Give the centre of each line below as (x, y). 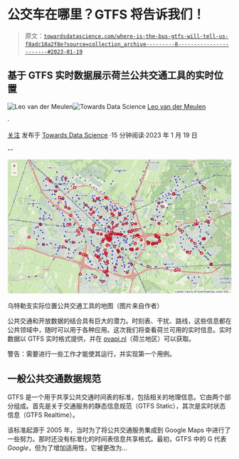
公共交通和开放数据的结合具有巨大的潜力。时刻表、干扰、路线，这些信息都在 (119, 321)
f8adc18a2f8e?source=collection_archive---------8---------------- (127, 44)
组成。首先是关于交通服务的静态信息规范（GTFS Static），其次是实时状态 (119, 406)
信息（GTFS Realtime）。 (43, 415)
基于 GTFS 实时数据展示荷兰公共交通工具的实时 (111, 76)
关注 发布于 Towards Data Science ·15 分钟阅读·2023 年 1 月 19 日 (102, 135)
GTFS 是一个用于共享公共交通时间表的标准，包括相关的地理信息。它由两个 (116, 397)
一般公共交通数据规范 (54, 378)
